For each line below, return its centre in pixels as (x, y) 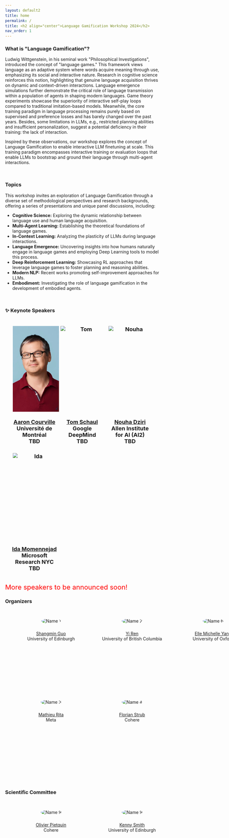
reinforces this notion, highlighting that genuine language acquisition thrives (81, 80)
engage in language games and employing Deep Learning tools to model (85, 252)
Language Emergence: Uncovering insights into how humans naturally (83, 246)
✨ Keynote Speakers (30, 310)
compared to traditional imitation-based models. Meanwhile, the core (75, 106)
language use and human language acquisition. (60, 220)
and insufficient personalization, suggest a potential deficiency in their (76, 127)
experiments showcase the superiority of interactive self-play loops (73, 101)
